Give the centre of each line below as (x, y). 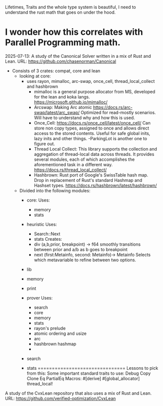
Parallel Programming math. (63, 42)
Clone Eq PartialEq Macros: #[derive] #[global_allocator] (83, 378)
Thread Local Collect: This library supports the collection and (95, 149)
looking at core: (35, 76)
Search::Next (47, 234)
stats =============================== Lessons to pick (92, 368)
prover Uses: (40, 298)
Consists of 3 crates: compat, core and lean (56, 71)
